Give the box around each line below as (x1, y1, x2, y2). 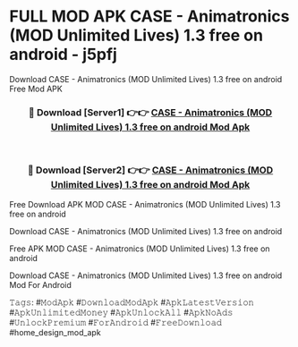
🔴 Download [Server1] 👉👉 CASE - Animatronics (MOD (28, 106, 273, 118)
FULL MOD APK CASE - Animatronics (9, 6, 290, 27)
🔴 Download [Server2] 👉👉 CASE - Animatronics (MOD (27, 164, 274, 176)
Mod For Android (9, 279, 72, 290)
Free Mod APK (9, 83, 63, 94)
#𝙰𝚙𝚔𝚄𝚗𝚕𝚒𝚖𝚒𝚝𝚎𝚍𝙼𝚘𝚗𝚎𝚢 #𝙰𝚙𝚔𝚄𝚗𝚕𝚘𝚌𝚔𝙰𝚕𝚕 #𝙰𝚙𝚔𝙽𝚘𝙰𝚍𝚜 (9, 307, 234, 317)
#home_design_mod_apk (9, 326, 101, 337)
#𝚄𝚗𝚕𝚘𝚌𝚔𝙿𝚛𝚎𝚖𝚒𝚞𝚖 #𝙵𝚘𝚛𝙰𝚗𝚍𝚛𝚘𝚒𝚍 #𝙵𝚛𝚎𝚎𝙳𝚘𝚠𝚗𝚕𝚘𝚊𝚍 (9, 317, 222, 327)
